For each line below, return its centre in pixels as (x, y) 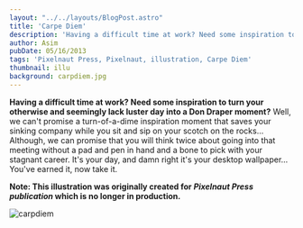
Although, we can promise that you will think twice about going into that (142, 140)
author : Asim (34, 43)
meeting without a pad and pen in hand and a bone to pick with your (136, 150)
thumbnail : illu (40, 68)
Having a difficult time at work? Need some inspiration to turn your (137, 102)
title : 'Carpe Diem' (48, 26)
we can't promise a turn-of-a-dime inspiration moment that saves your (141, 121)
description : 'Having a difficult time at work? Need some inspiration (147, 34)
